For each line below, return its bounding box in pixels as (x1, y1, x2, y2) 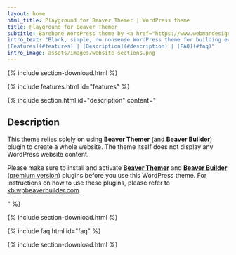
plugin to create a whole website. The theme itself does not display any (7, 142, 214, 151)
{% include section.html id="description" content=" (7, 96, 157, 104)
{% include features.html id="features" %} (7, 82, 130, 91)
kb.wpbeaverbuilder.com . (7, 185, 81, 194)
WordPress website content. (7, 150, 89, 158)
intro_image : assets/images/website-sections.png (7, 50, 156, 57)
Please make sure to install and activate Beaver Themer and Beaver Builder (7, 163, 228, 172)
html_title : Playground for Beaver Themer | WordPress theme (7, 17, 190, 24)
